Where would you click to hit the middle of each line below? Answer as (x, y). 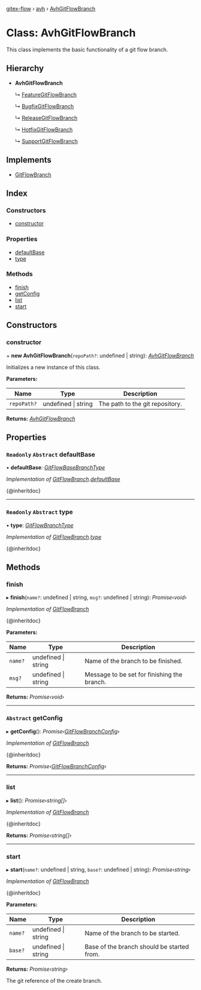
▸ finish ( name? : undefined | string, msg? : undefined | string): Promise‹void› (97, 598)
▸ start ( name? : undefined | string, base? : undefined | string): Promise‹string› (98, 870)
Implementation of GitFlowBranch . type (54, 536)
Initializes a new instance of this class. (53, 367)
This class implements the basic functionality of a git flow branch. (87, 49)
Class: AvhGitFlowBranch (71, 33)
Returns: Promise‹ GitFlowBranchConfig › (56, 766)
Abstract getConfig (34, 718)
